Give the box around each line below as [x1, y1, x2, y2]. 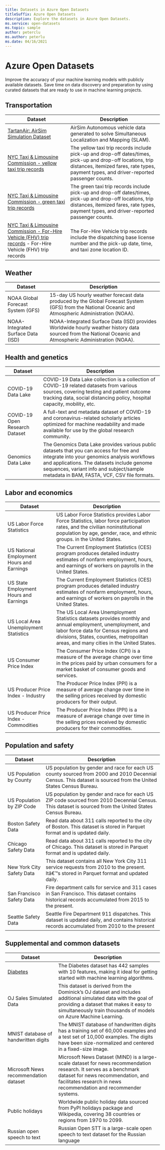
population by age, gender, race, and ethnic [56, 530, 157, 536]
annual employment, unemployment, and [56, 621, 151, 628]
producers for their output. [56, 698, 118, 705]
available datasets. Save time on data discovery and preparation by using [5, 81, 153, 87]
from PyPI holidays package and [58, 1104, 133, 1111]
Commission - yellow [7, 160, 57, 166]
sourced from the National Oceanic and [49, 330, 140, 337]
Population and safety [5, 742, 74, 750]
